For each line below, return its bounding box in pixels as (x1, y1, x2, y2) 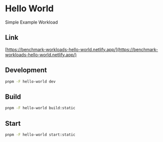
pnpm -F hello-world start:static (5, 132, 76, 137)
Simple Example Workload (5, 19, 58, 25)
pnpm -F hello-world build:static (5, 106, 76, 111)
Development (5, 66, 47, 74)
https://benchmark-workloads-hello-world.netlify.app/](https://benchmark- (6, 46, 158, 52)
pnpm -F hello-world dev (5, 79, 56, 84)
